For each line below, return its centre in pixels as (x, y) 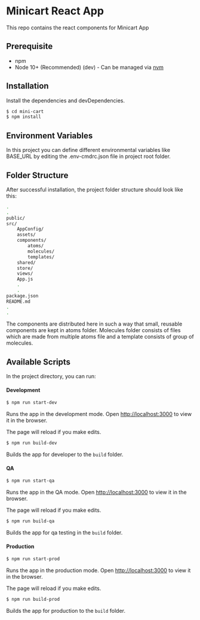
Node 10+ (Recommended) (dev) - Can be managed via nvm (89, 67)
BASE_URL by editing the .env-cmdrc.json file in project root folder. (89, 156)
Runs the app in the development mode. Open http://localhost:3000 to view (99, 414)
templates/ (41, 257)
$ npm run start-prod (33, 559)
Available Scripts (38, 362)
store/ (25, 268)
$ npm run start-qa (30, 481)
